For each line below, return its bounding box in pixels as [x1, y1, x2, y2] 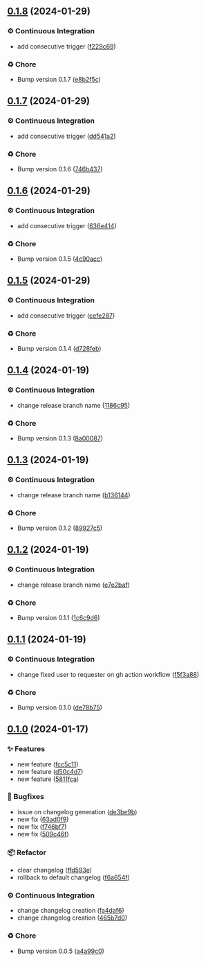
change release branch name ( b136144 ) [17, 490, 131, 499]
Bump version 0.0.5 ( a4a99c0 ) [17, 947, 105, 955]
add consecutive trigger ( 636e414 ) [17, 221, 117, 230]
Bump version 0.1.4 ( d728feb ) [17, 344, 102, 352]
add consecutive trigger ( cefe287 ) [17, 311, 115, 320]
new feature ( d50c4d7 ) [17, 767, 84, 775]
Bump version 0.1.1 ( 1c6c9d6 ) [17, 613, 100, 621]
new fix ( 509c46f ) [17, 830, 69, 838]
